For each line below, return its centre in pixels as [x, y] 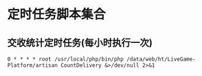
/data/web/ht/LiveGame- [161, 59]
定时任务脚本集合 [57, 14]
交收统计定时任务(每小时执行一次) [80, 43]
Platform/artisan [33, 65]
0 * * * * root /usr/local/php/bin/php [66, 59]
